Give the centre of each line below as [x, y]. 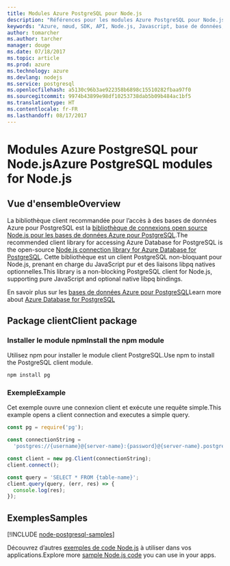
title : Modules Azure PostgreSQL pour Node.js [75, 13]
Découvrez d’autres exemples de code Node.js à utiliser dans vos [99, 548]
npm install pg [29, 375]
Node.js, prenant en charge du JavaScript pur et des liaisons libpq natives [111, 264]
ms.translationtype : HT [41, 103]
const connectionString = [44, 440]
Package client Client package [72, 321]
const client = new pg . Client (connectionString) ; [79, 459]
